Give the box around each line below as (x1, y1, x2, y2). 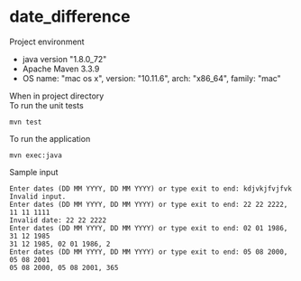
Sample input (9, 166, 59, 177)
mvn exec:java (9, 151, 63, 160)
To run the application (9, 133, 91, 144)
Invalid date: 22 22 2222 (9, 215, 106, 225)
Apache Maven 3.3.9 (22, 63, 100, 74)
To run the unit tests (9, 99, 84, 110)
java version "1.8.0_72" (22, 53, 107, 64)
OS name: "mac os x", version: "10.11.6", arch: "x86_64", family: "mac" (22, 72, 281, 83)
